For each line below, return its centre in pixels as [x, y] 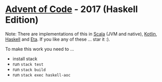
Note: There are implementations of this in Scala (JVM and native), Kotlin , [81, 34]
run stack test [28, 64]
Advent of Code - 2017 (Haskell [72, 9]
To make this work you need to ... [40, 49]
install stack [25, 58]
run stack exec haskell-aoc [42, 74]
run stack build [29, 69]
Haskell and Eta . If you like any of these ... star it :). [58, 39]
